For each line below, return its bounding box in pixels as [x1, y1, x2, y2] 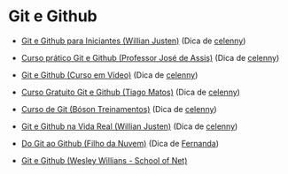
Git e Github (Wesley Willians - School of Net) [20, 155, 188, 165]
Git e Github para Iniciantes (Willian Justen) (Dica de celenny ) [20, 35, 246, 46]
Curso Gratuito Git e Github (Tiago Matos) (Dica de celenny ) [20, 87, 241, 97]
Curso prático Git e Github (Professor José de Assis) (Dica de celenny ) [20, 52, 280, 63]
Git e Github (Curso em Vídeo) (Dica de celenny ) [20, 69, 198, 80]
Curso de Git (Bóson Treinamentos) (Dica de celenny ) [20, 103, 218, 114]
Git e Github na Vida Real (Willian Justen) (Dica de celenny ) [20, 121, 238, 132]
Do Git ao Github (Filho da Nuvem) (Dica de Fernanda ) [20, 138, 219, 148]
